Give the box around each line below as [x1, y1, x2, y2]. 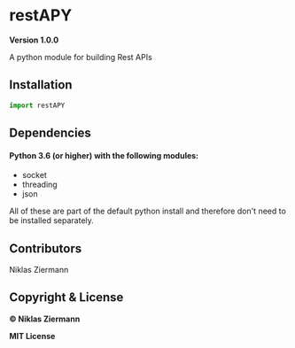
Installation [9, 77, 73, 93]
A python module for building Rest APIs [9, 51, 152, 62]
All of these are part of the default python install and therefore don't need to [9, 205, 286, 217]
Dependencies [9, 126, 91, 141]
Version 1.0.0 [9, 35, 59, 45]
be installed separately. [9, 215, 95, 226]
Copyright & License [9, 290, 124, 305]
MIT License [9, 330, 56, 341]
